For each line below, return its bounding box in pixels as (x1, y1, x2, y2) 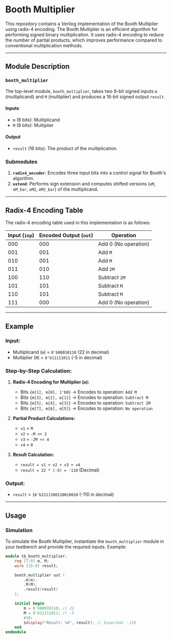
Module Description (5, 62, 70, 71)
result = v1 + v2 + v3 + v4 (20, 463, 80, 468)
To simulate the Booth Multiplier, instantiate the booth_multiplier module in (5, 538, 164, 544)
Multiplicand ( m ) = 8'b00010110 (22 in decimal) (12, 349, 110, 355)
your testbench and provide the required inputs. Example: (5, 544, 127, 550)
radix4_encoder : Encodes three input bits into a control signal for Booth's (12, 170, 166, 176)
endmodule (5, 630, 27, 635)
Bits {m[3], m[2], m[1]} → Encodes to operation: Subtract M (20, 394, 148, 400)
